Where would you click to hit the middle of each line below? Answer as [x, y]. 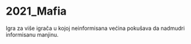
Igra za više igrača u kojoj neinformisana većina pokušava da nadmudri [95, 28]
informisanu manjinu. [32, 34]
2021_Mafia [36, 11]
